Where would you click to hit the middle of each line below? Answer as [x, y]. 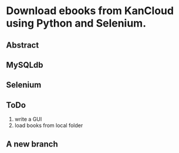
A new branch [32, 144]
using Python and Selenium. [76, 23]
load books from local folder [49, 125]
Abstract [23, 45]
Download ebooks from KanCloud [90, 11]
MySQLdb [25, 65]
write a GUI [28, 119]
